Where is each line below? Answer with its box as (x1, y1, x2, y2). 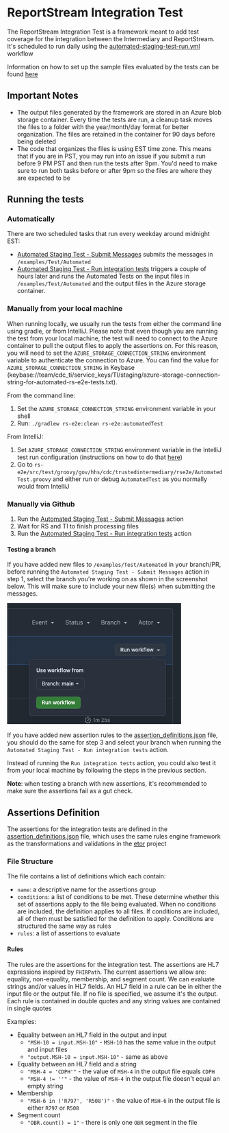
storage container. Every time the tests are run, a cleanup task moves (16, 115, 213, 124)
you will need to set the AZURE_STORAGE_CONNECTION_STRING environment (7, 349, 206, 357)
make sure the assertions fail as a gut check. (7, 787, 133, 795)
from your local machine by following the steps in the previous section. (7, 767, 206, 775)
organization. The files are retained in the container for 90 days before (16, 130, 215, 138)
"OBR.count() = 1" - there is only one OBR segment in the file (27, 1118, 198, 1126)
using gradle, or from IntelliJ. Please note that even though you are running (7, 327, 218, 335)
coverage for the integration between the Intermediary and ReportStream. (7, 34, 215, 43)
